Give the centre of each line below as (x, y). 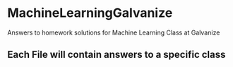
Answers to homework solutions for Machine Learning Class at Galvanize (114, 32)
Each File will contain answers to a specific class (116, 55)
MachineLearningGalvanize (90, 13)
